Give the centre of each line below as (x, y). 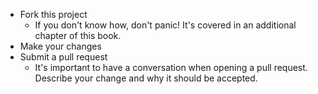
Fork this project (53, 14)
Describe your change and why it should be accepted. (146, 78)
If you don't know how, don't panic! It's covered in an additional (165, 25)
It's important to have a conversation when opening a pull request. (171, 67)
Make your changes (60, 46)
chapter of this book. (78, 35)
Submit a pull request (63, 57)
